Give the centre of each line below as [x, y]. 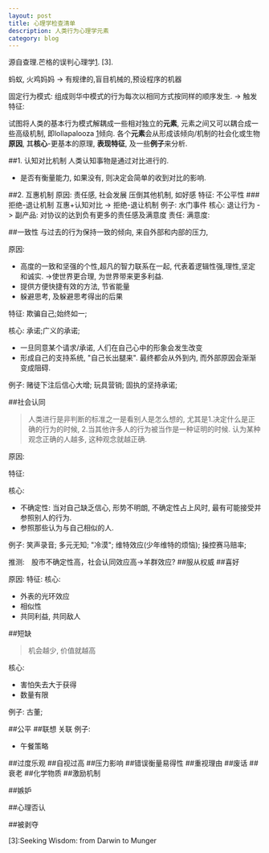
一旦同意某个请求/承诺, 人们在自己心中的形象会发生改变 [111, 348]
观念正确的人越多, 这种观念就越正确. [87, 439]
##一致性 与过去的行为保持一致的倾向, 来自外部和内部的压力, [108, 232]
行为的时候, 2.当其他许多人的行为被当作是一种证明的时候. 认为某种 [151, 429]
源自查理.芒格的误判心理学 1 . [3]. [61, 62]
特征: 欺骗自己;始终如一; [48, 314]
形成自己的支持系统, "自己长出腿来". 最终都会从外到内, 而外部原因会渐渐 [138, 358]
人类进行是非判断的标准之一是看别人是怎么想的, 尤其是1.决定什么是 [138, 419]
